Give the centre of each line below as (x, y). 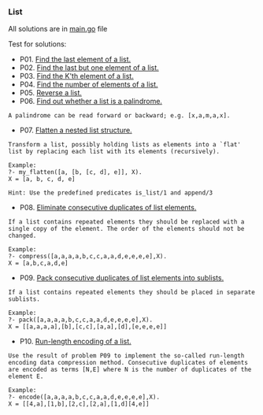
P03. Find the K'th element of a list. (76, 76)
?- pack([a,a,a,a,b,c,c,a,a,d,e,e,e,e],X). (81, 320)
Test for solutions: (37, 44)
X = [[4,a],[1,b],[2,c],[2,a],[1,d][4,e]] (79, 404)
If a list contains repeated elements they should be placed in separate (132, 293)
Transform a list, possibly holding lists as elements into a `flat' (125, 145)
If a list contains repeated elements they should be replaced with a (126, 222)
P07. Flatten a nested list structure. (76, 130)
